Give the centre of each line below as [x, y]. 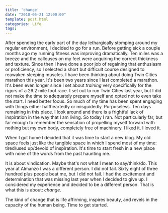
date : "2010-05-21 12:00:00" [36, 15]
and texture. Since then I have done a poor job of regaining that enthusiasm [83, 64]
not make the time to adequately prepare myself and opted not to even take [83, 96]
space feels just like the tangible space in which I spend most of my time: [81, 143]
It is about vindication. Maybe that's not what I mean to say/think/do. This [81, 163]
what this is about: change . [33, 190]
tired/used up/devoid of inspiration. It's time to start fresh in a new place [80, 148]
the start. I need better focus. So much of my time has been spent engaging [84, 101]
